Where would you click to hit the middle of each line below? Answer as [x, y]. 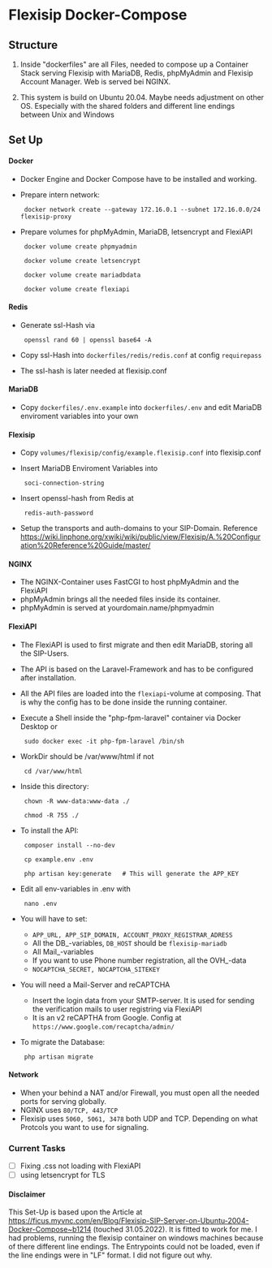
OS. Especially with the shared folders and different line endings [127, 106]
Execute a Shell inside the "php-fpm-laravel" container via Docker [130, 718]
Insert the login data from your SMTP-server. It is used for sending [143, 1000]
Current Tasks [37, 1148]
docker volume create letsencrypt [82, 261]
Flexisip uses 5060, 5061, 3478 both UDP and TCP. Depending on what [139, 1119]
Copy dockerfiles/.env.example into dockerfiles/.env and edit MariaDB [141, 407]
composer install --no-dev [69, 845]
